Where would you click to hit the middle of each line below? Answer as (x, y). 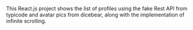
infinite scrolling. (26, 21)
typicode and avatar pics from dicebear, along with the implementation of (95, 15)
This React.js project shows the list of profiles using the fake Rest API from (97, 9)
